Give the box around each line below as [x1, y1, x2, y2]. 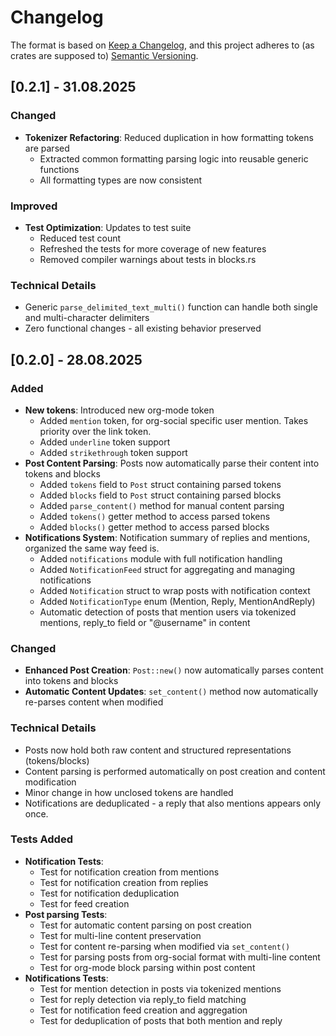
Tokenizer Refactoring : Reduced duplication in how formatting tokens [24, 131, 314, 143]
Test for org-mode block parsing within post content [39, 961, 256, 973]
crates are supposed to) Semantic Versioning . [10, 49, 199, 61]
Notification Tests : [24, 855, 104, 867]
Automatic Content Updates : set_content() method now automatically [24, 686, 319, 698]
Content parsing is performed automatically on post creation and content [24, 765, 326, 777]
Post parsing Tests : [24, 908, 108, 920]
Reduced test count [39, 232, 122, 244]
